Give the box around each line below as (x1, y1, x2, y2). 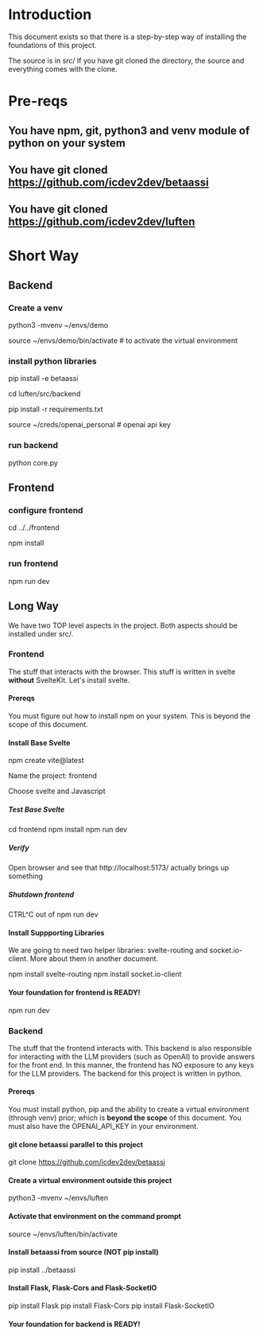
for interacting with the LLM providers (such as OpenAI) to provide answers (8, 1052, 256, 1061)
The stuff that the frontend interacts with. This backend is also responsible (8, 1043, 253, 1053)
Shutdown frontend (8, 889, 74, 899)
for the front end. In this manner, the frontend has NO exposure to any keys (8, 1060, 254, 1069)
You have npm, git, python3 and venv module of (8, 123, 250, 137)
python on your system (8, 136, 126, 150)
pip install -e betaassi (8, 374, 79, 383)
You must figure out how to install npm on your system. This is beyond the (8, 711, 251, 721)
